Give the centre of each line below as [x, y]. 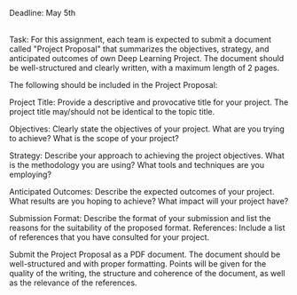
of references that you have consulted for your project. [109, 237]
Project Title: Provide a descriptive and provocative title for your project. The [149, 102]
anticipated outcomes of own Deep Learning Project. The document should [147, 58]
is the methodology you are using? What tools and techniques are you [137, 165]
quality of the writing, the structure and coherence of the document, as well [147, 273]
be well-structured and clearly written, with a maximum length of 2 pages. [145, 68]
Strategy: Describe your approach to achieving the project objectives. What [147, 155]
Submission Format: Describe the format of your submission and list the [140, 218]
